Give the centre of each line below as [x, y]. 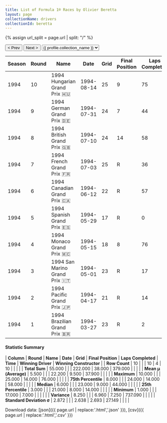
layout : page [19, 14]
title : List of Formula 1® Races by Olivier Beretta [61, 10]
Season [17, 64]
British [59, 135]
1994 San [63, 262]
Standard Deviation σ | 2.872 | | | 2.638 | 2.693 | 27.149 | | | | [67, 400]
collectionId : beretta [29, 24]
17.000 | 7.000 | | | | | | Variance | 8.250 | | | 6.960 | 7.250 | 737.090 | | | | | [80, 395]
